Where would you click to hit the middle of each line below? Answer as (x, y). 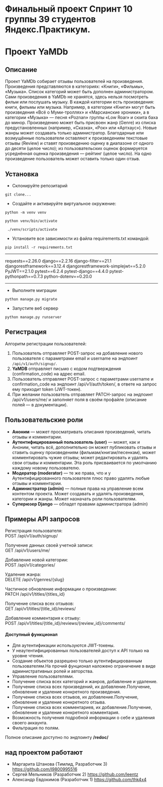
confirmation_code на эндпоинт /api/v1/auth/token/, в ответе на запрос (84, 384)
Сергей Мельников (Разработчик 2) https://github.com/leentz (75, 774)
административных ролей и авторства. (53, 671)
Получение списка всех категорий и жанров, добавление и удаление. (85, 681)
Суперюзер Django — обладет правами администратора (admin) (80, 504)
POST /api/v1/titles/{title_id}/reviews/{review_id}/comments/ (65, 623)
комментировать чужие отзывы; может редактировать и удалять (80, 457)
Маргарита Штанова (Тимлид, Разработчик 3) (60, 764)
